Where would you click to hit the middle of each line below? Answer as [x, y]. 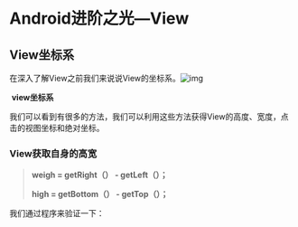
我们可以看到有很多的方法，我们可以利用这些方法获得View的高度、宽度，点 [149, 117]
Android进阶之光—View [99, 19]
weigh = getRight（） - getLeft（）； [100, 175]
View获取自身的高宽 [53, 153]
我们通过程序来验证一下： [57, 213]
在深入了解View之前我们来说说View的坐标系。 [95, 78]
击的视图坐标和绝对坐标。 [57, 128]
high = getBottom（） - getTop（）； [100, 194]
